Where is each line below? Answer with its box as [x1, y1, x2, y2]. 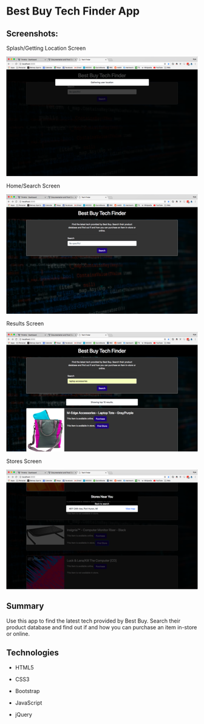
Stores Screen [6, 458, 42, 465]
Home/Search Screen [6, 182, 61, 189]
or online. [6, 630, 30, 637]
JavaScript [15, 699, 42, 706]
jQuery [15, 711, 32, 718]
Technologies [6, 648, 59, 658]
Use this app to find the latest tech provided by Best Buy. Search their [6, 617, 181, 624]
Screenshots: [6, 29, 59, 39]
